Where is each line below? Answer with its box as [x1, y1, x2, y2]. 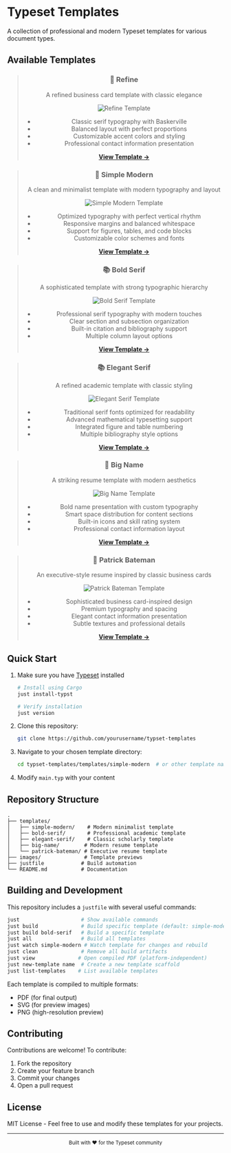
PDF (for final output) [16, 993, 78, 1001]
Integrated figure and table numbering [75, 422, 184, 430]
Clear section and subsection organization [69, 318, 189, 326]
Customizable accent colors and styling [73, 132, 186, 140]
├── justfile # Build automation [7, 860, 137, 866]
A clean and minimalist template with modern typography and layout [27, 185, 221, 194]
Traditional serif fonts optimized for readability [63, 408, 195, 416]
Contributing [7, 1028, 63, 1040]
